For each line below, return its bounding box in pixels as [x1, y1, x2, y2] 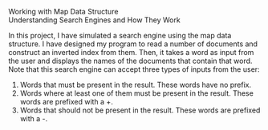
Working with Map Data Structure [8, 7, 119, 16]
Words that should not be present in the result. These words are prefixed [19, 105, 261, 115]
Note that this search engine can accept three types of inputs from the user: [8, 65, 260, 74]
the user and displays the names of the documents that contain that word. [8, 56, 253, 65]
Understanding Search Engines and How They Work [8, 15, 181, 25]
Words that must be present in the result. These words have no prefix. [19, 80, 252, 89]
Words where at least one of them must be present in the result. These [19, 89, 254, 98]
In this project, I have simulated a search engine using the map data [8, 31, 232, 40]
